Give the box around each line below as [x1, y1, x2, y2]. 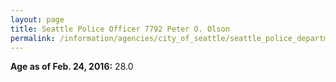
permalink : [10, 33, 56, 43]
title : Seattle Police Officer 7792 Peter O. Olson [10, 24, 230, 34]
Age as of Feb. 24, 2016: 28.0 [10, 61, 134, 73]
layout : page [10, 14, 65, 25]
